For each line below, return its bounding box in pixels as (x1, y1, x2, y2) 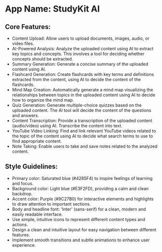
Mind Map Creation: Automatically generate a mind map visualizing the (12, 87, 153, 92)
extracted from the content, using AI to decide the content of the (12, 76, 141, 82)
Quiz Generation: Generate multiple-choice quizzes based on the (12, 103, 142, 108)
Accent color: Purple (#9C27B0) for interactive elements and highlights (12, 196, 154, 202)
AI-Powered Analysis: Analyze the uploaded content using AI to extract (12, 46, 154, 51)
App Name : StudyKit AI (5, 3, 100, 15)
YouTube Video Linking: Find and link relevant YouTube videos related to (12, 128, 156, 133)
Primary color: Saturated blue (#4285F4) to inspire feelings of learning (12, 175, 153, 181)
